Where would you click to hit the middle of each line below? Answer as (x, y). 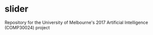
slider (16, 9)
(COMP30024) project (27, 27)
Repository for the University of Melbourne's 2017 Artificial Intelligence (76, 22)
